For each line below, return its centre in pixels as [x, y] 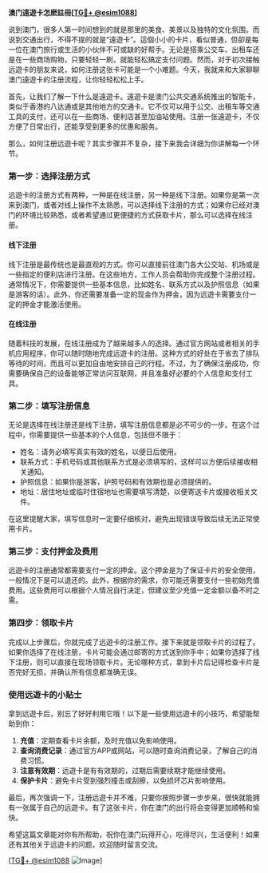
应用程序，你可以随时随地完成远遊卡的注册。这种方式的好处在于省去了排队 [137, 353]
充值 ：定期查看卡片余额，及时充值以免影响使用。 [100, 740]
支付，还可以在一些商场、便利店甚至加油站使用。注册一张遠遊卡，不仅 [144, 116]
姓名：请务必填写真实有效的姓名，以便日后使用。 [100, 452]
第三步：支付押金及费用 [53, 551]
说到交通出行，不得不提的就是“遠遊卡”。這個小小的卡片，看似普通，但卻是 [130, 40]
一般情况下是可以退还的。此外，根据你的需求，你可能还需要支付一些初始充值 [134, 580]
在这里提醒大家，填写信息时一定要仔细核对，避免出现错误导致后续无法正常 [130, 518]
